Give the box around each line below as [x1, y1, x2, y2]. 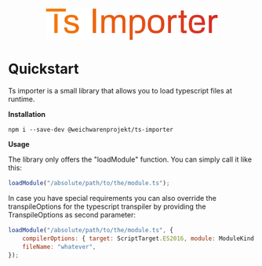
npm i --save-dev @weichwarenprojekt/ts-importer [8, 126, 174, 134]
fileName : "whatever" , [22, 242, 96, 250]
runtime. [8, 94, 35, 104]
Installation [8, 110, 45, 119]
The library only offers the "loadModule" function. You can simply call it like [8, 155, 253, 164]
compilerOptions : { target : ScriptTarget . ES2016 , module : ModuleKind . [22, 235, 258, 242]
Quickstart [8, 60, 80, 78]
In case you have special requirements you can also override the [8, 194, 217, 203]
